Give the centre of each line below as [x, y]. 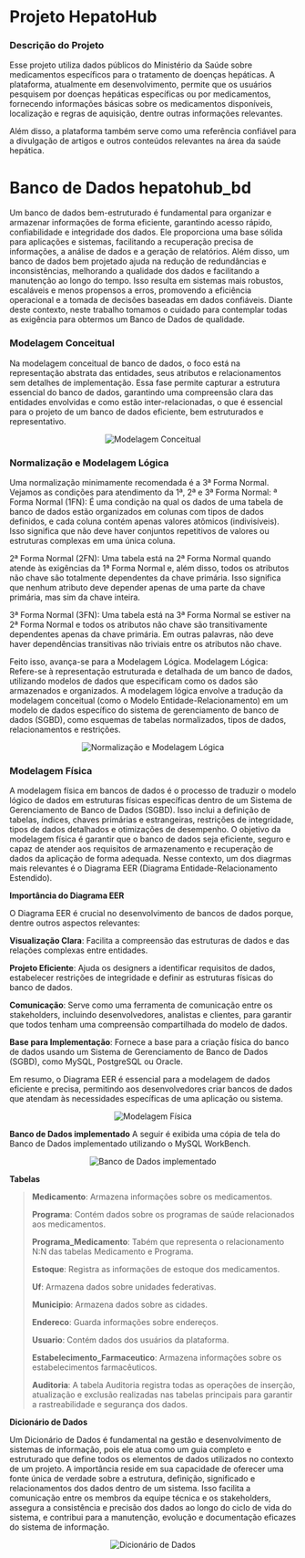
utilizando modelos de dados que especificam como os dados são [134, 681]
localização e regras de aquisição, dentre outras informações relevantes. [146, 114]
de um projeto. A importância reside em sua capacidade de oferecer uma [147, 1469]
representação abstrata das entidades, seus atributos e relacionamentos [146, 372]
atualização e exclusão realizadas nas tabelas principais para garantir [162, 1395]
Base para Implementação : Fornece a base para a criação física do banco [149, 1042]
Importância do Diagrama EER [67, 895]
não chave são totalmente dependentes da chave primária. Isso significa [145, 578]
